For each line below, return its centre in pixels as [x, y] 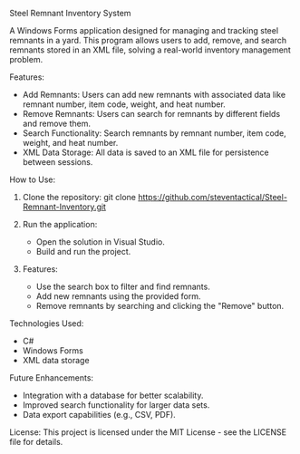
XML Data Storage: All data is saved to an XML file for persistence [145, 152]
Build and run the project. [83, 251]
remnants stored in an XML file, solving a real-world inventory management [150, 50]
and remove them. [57, 123]
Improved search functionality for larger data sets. [116, 405]
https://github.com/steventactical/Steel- [213, 197]
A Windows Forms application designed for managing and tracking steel [144, 30]
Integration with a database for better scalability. [113, 395]
